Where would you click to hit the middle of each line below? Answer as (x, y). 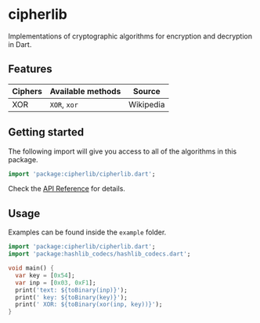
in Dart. (20, 44)
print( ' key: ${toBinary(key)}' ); (71, 297)
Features (30, 69)
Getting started (46, 132)
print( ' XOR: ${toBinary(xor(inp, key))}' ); (89, 305)
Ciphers (27, 91)
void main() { (31, 268)
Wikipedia (146, 104)
